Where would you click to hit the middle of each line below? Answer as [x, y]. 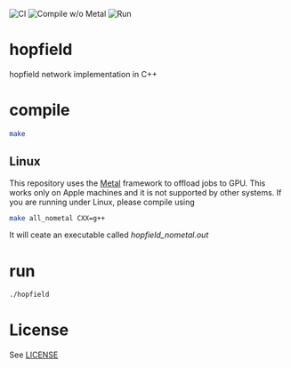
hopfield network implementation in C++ [83, 74]
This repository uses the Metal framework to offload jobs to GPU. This [137, 183]
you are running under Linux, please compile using [102, 202]
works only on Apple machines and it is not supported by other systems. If [145, 192]
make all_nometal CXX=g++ [57, 218]
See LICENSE [34, 355]
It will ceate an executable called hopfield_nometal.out [109, 235]
